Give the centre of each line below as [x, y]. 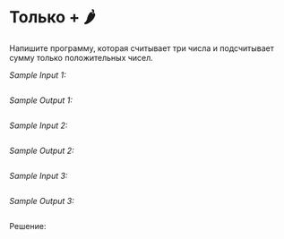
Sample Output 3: [42, 201]
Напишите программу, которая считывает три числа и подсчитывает [142, 48]
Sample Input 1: [38, 75]
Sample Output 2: [42, 150]
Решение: [28, 226]
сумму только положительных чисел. [82, 57]
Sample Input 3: [39, 175]
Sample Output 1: [41, 100]
